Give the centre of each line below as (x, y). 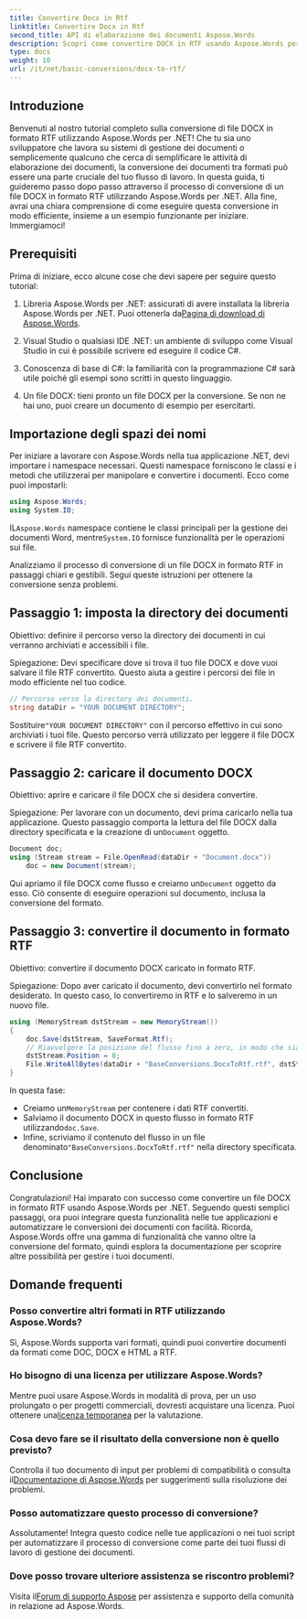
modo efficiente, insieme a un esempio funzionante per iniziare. (129, 215)
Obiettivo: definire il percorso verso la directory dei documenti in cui (138, 635)
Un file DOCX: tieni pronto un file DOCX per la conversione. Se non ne (154, 395)
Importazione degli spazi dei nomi (108, 434)
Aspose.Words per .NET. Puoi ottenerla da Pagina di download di (143, 313)
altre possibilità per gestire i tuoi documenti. (92, 1256)
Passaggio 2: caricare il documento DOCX (131, 773)
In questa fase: (37, 1090)
